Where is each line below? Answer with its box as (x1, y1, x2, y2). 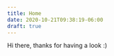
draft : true (7, 23, 41, 29)
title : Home (7, 10, 41, 17)
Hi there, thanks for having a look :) (7, 42, 108, 50)
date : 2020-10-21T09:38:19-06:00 (7, 16, 104, 23)
